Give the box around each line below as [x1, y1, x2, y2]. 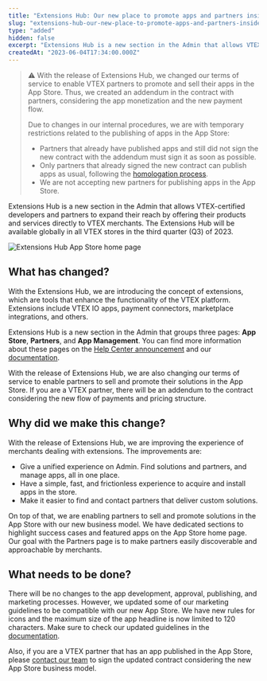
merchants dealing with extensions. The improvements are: [8, 446, 203, 456]
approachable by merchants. [8, 545, 103, 554]
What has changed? [8, 265, 110, 279]
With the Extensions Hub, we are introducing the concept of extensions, [8, 286, 244, 295]
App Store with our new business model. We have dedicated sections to [8, 519, 244, 529]
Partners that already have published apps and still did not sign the [39, 144, 259, 153]
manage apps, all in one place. [19, 470, 121, 479]
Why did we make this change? [8, 417, 166, 430]
